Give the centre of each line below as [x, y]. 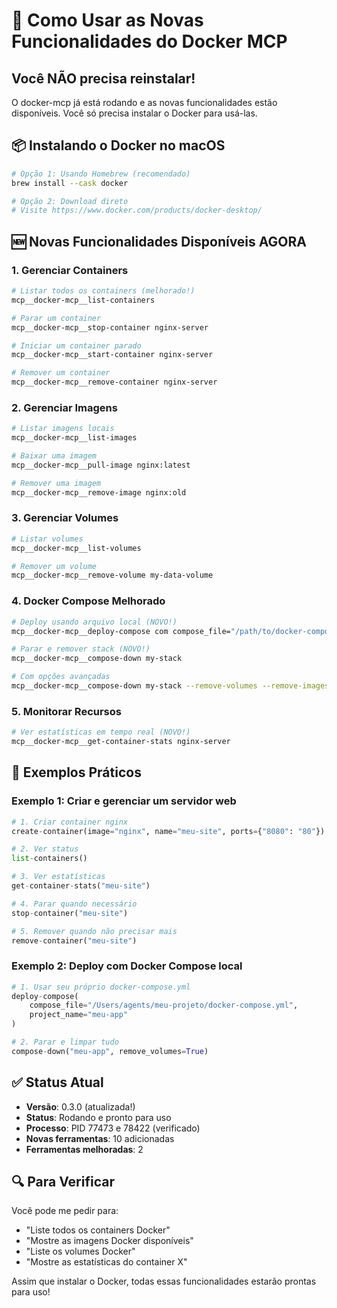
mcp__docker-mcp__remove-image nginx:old [99, 492]
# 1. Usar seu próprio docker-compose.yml [101, 987]
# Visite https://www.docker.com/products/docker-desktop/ [137, 210]
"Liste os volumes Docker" [80, 1251]
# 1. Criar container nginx [70, 822]
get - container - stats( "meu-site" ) [81, 886]
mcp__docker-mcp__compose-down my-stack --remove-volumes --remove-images [170, 686]
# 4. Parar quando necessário [74, 904]
